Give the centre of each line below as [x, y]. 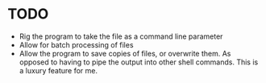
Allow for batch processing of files [76, 44]
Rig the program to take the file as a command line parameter [121, 36]
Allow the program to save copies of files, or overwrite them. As [125, 53]
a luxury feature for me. [58, 70]
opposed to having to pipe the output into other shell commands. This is [139, 62]
